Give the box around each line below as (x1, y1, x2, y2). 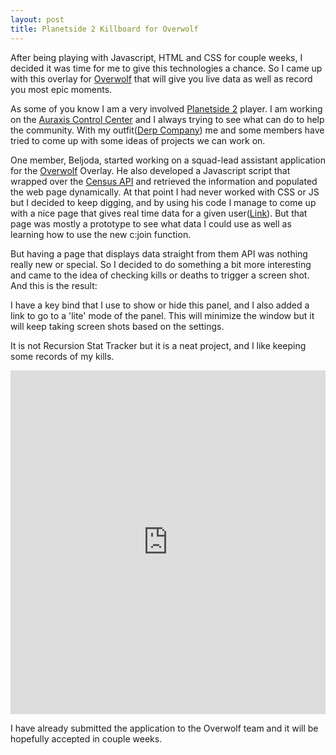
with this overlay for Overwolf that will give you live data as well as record (10, 72, 313, 85)
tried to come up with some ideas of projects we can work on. (10, 134, 266, 146)
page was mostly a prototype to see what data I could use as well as (10, 217, 292, 230)
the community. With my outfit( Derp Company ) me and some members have (10, 124, 325, 136)
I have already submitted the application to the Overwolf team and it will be (10, 722, 319, 734)
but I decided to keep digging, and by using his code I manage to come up (10, 196, 317, 208)
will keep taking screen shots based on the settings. (10, 320, 225, 332)
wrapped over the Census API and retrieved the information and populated (10, 175, 318, 187)
